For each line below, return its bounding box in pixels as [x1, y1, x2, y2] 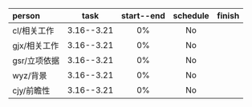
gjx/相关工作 [12, 40, 59, 51]
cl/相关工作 [12, 26, 55, 36]
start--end [121, 10, 166, 21]
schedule [173, 10, 210, 21]
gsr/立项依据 [12, 55, 60, 66]
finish [217, 10, 240, 21]
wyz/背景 [12, 70, 47, 81]
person [12, 10, 40, 21]
